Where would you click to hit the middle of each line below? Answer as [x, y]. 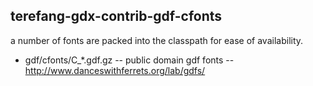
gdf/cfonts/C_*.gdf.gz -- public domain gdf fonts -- [129, 60]
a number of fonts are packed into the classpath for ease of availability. [157, 40]
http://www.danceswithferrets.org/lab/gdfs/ [115, 70]
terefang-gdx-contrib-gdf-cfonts [116, 16]
